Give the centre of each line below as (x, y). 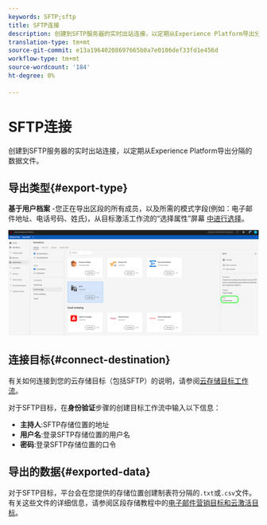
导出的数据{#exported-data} (79, 472)
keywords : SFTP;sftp (43, 17)
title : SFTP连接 (34, 25)
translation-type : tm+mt (49, 42)
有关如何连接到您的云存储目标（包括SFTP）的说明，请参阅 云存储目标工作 (128, 380)
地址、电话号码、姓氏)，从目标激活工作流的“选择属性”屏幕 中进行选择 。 (132, 218)
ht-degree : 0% (32, 76)
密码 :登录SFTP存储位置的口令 (68, 444)
